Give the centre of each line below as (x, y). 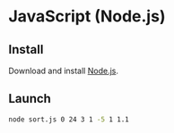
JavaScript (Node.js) (87, 17)
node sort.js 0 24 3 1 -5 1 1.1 (69, 119)
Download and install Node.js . (63, 71)
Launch (30, 99)
